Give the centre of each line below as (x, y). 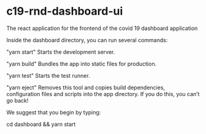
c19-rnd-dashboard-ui (65, 11)
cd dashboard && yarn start (41, 124)
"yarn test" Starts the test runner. (48, 75)
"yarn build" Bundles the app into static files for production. (82, 64)
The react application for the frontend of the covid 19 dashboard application (102, 28)
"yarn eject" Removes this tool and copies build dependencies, (86, 87)
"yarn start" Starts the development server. (61, 52)
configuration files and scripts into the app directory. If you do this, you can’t (103, 94)
